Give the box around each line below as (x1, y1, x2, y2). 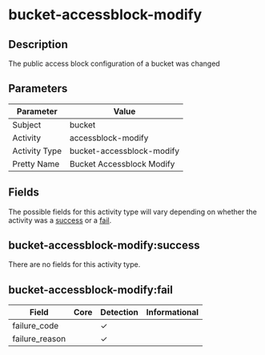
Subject (12, 119, 42, 130)
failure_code (12, 321, 59, 332)
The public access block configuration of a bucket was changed (8, 58, 220, 68)
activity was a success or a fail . (8, 215, 112, 225)
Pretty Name (12, 158, 60, 169)
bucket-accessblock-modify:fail (8, 283, 174, 297)
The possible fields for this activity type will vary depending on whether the (8, 207, 258, 216)
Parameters (8, 82, 68, 95)
